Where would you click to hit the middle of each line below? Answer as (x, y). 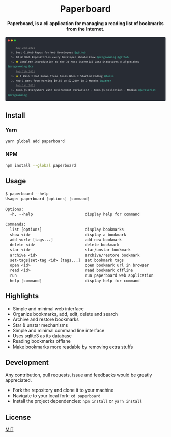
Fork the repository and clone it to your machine (63, 390)
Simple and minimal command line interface (59, 330)
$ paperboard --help (27, 194)
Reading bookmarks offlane (42, 341)
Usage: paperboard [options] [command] (48, 199)
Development (27, 363)
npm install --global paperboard (41, 166)
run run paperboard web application (82, 275)
